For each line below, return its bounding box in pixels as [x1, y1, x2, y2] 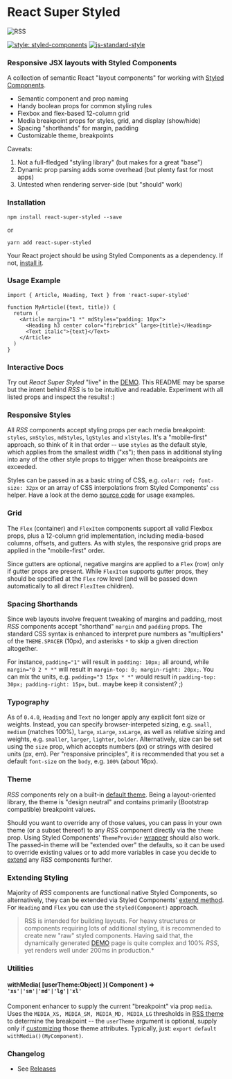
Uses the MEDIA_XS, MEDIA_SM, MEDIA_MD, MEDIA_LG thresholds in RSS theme [7, 1010, 224, 1018]
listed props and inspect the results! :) [7, 393, 116, 401]
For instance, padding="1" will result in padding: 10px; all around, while [7, 658, 209, 666]
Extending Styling [7, 872, 69, 882]
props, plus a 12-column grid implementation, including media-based [7, 532, 204, 540]
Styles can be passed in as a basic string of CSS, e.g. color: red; [7, 476, 196, 484]
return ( [13, 309, 39, 316]
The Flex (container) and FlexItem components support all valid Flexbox [7, 524, 213, 532]
